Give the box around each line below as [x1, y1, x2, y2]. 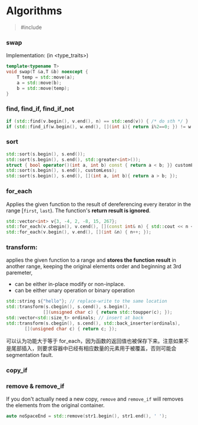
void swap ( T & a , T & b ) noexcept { [6, 69, 88, 75]
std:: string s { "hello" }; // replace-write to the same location [6, 299, 167, 304]
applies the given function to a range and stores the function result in [6, 257, 177, 264]
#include [20, 24, 42, 31]
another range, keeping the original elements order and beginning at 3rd [6, 263, 181, 270]
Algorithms [6, 4, 62, 18]
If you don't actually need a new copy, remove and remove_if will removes [6, 395, 184, 403]
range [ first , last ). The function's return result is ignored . [6, 207, 151, 214]
